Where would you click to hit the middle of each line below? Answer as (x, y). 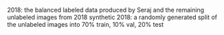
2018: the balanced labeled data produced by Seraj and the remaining (106, 10)
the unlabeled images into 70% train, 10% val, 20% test (86, 24)
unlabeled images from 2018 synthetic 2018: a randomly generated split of (112, 17)
